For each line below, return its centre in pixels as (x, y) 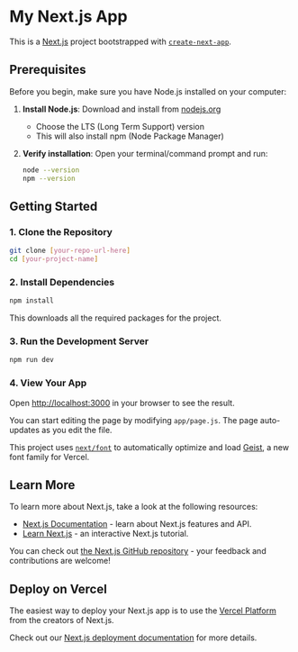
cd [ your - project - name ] (54, 259)
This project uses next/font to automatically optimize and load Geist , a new (149, 447)
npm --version (49, 178)
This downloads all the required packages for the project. (116, 318)
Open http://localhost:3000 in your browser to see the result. (122, 403)
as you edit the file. (77, 430)
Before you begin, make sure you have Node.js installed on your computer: (148, 91)
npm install (32, 301)
